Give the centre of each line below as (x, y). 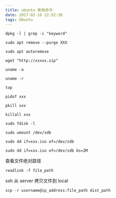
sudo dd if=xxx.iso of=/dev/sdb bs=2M (47, 151)
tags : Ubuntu (19, 20)
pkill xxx (16, 106)
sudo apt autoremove (27, 52)
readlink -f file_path (29, 171)
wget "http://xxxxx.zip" (32, 61)
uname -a (15, 70)
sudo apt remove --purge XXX (36, 43)
